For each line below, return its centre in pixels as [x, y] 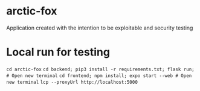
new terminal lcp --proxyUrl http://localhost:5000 [72, 82]
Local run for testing [58, 52]
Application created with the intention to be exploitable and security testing [100, 28]
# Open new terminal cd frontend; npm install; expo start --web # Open [99, 76]
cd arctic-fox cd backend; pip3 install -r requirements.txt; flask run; [100, 69]
